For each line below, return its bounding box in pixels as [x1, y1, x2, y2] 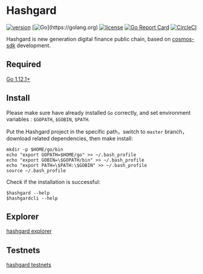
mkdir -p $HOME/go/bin [6, 146, 63, 152]
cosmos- [172, 35, 195, 42]
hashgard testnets [6, 261, 51, 269]
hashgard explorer [6, 227, 53, 235]
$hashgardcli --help [6, 195, 59, 201]
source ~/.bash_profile [6, 168, 66, 174]
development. [16, 42, 51, 49]
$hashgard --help [6, 190, 50, 196]
